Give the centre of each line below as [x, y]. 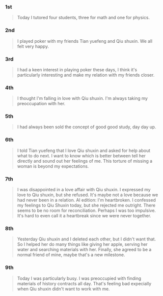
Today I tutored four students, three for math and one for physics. [83, 18]
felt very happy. [33, 46]
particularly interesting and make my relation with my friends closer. [86, 75]
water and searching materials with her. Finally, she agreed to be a [84, 250]
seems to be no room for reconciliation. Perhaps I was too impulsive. [86, 210]
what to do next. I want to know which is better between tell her [81, 155]
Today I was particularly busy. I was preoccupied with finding [79, 278]
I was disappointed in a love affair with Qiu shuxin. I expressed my [84, 190]
